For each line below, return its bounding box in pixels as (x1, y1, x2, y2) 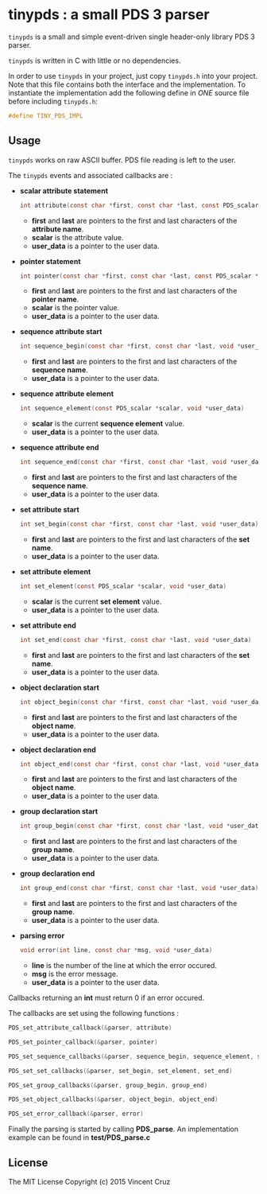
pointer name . (31, 294, 79, 304)
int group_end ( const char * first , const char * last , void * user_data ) (19, 885, 259, 893)
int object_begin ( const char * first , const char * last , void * (19, 698, 234, 706)
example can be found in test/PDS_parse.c (8, 1133, 151, 1142)
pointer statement (19, 256, 81, 266)
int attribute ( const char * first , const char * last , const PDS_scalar (19, 201, 259, 209)
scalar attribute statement (19, 185, 109, 196)
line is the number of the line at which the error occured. (31, 961, 217, 970)
